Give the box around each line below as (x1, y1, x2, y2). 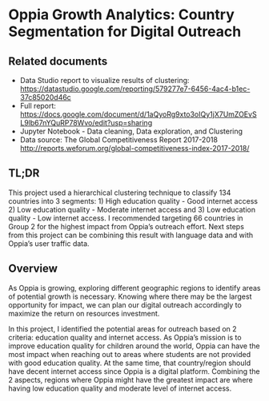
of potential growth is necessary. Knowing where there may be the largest (8, 292, 252, 301)
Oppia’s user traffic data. (8, 238, 90, 248)
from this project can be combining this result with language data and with (8, 230, 254, 240)
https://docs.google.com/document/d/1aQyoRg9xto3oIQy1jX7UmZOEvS (19, 109, 258, 119)
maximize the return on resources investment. (8, 308, 160, 318)
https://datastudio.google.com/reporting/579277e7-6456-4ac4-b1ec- (19, 84, 251, 93)
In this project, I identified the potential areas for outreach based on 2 (8, 324, 238, 333)
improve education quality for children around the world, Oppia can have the (8, 341, 260, 351)
